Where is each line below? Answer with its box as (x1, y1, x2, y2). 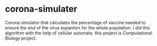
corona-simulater (5, 3, 78, 15)
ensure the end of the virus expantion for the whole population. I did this (5, 24, 150, 30)
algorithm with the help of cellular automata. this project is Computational (5, 30, 153, 36)
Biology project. (5, 35, 37, 41)
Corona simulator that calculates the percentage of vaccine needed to (5, 20, 146, 25)
